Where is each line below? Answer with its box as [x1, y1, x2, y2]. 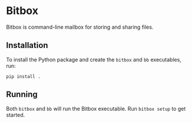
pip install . [6, 73, 41, 80]
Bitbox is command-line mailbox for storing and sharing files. [6, 23, 154, 30]
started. [6, 111, 25, 118]
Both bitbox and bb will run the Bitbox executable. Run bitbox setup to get [6, 105, 186, 112]
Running [6, 90, 38, 100]
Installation [6, 40, 48, 50]
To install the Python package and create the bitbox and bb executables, [6, 56, 181, 63]
